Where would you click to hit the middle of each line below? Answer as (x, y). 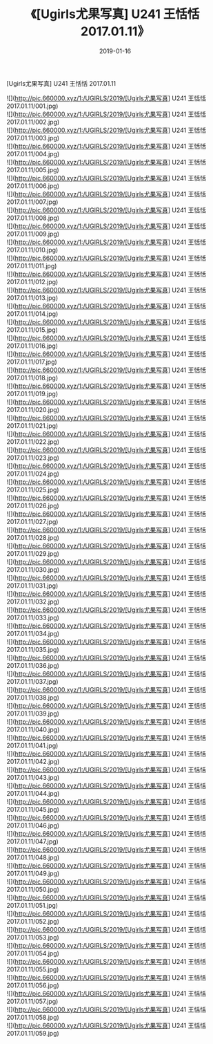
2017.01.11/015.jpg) (32, 330)
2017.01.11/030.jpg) (33, 569)
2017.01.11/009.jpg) (33, 234)
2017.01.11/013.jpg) (32, 297)
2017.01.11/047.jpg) (33, 841)
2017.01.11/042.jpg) (33, 761)
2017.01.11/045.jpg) (33, 809)
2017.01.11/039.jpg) (33, 714)
